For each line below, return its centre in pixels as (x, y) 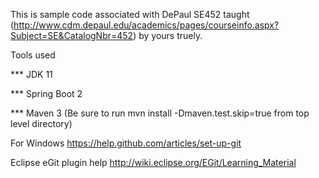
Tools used (33, 55)
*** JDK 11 (31, 74)
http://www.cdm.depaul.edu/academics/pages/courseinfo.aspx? (146, 25)
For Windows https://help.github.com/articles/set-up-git (126, 143)
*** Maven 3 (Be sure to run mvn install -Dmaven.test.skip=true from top (160, 113)
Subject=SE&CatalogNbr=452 (72, 35)
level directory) (41, 123)
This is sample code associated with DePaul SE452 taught (130, 14)
